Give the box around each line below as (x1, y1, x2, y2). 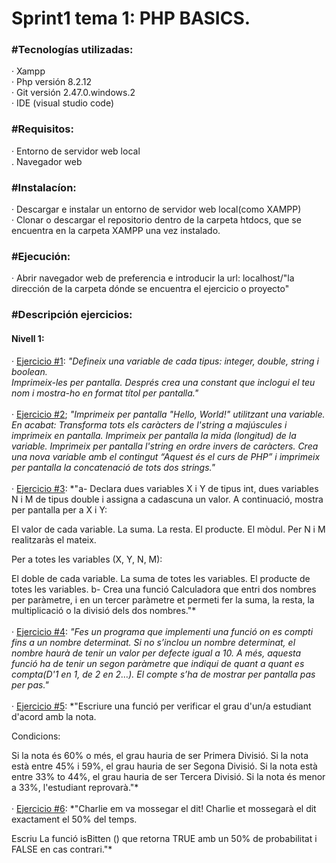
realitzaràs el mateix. (11, 533, 97, 546)
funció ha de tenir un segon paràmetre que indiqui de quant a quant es (11, 657, 305, 669)
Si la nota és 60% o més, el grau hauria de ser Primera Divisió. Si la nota (11, 749, 309, 761)
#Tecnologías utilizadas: (11, 43, 134, 57)
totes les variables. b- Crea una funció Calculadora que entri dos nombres (11, 583, 317, 595)
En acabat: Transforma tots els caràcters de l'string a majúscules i (11, 418, 288, 431)
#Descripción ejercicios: (11, 308, 133, 322)
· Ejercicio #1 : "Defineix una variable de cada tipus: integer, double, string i (11, 355, 319, 367)
